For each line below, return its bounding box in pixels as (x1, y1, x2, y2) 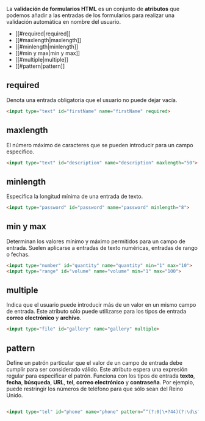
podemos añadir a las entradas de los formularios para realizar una (6, 12, 175, 19)
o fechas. (6, 251, 30, 258)
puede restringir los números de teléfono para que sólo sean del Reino (6, 385, 184, 393)
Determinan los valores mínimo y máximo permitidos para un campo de (6, 238, 186, 245)
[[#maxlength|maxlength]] (15, 37, 81, 43)
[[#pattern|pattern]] (15, 62, 65, 70)
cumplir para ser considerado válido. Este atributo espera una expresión (6, 366, 188, 373)
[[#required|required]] (15, 30, 71, 37)
